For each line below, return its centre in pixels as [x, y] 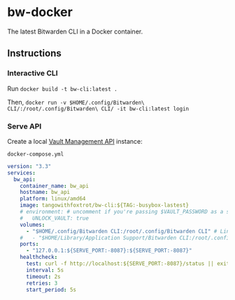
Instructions [34, 53]
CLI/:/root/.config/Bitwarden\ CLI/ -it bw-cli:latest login [98, 109]
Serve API [24, 126]
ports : [29, 244]
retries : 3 [42, 283]
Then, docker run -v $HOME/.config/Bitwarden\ [76, 102]
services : [22, 173]
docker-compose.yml [36, 154]
